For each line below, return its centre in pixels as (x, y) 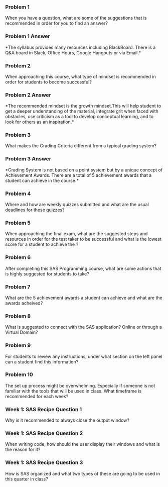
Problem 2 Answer (28, 95)
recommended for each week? (37, 396)
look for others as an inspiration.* (40, 122)
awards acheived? (24, 303)
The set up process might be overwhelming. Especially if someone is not (80, 385)
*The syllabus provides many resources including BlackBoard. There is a (80, 47)
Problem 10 (19, 374)
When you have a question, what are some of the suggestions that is (76, 18)
